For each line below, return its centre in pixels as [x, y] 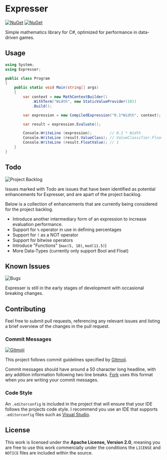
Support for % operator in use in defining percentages [67, 230]
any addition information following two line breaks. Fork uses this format [79, 375]
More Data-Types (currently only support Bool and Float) [70, 250]
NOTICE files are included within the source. [49, 453]
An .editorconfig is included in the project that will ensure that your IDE [79, 404]
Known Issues [28, 266]
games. [27, 37]
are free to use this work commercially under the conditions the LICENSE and [83, 448]
